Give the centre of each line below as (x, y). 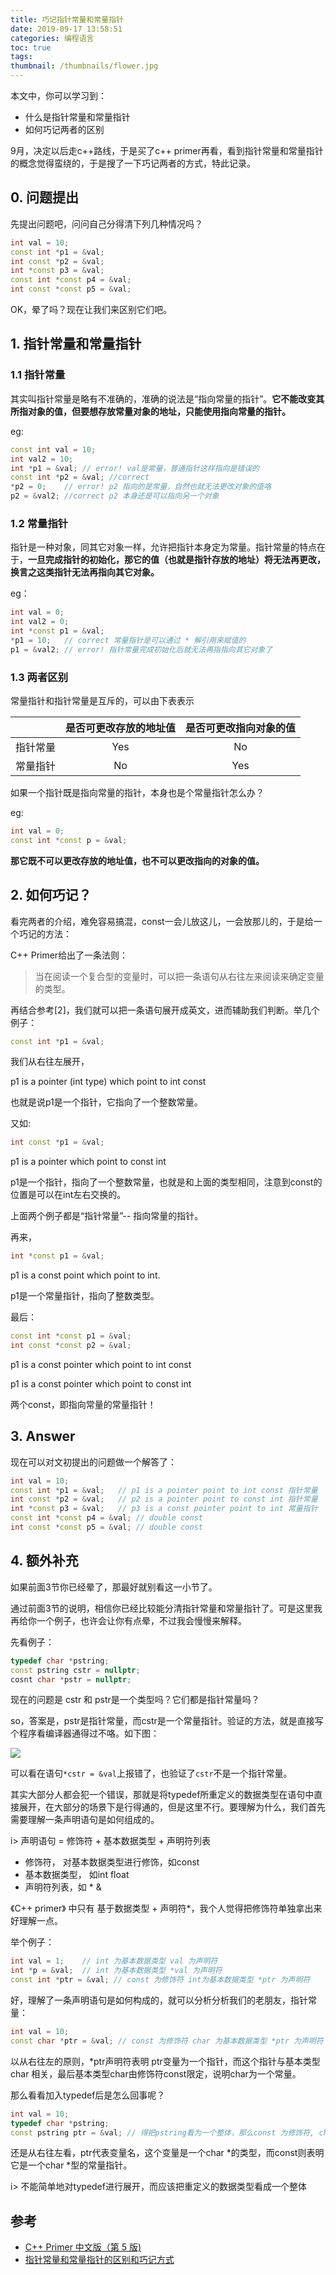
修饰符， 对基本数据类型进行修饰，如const (112, 1862)
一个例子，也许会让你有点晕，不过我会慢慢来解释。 (141, 1620)
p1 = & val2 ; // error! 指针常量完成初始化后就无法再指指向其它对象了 (141, 649)
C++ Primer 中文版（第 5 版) (83, 2247)
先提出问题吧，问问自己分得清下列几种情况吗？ (106, 223)
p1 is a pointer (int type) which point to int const (108, 1082)
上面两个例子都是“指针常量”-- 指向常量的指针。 (107, 1216)
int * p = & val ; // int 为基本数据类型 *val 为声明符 (116, 1971)
